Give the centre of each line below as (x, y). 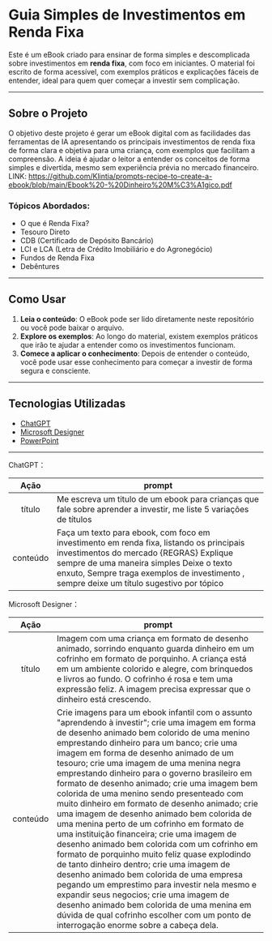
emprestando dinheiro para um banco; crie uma (147, 742)
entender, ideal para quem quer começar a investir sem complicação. (124, 80)
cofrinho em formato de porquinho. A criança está (151, 658)
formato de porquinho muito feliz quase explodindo (154, 854)
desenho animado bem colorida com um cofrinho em (157, 844)
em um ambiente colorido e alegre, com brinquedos (155, 669)
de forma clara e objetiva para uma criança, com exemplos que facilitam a (132, 150)
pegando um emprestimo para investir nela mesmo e (157, 884)
